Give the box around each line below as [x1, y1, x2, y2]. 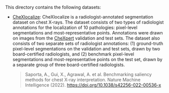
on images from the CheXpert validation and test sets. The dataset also [12, 35, 160, 41]
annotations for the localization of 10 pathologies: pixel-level [12, 24, 137, 30]
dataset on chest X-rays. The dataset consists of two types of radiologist [12, 19, 164, 25]
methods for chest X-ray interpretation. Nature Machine [25, 77, 141, 82]
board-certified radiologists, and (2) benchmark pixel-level [12, 51, 134, 57]
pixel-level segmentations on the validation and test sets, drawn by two [12, 46, 160, 51]
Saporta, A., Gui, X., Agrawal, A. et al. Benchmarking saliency [25, 71, 152, 77]
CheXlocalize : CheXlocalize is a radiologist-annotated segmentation [12, 14, 153, 19]
